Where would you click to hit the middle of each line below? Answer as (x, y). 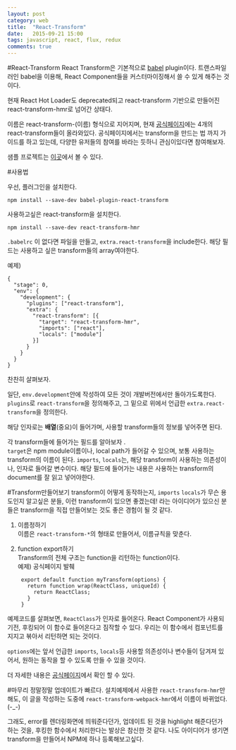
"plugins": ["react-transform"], (75, 304)
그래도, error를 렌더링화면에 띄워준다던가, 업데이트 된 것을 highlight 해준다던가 (115, 721)
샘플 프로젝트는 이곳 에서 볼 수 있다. (55, 157)
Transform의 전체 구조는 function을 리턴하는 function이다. (99, 558)
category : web (28, 20)
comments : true (30, 47)
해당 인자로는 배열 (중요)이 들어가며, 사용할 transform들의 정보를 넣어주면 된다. (115, 427)
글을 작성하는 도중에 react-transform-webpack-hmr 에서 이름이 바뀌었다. (128, 699)
